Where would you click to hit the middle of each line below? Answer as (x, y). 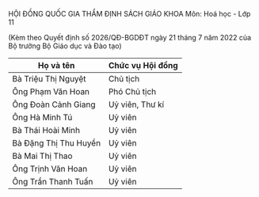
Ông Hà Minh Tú (42, 117)
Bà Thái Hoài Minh (46, 130)
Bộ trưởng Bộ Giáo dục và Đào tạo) (65, 46)
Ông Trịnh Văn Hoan (50, 169)
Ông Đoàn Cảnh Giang (54, 104)
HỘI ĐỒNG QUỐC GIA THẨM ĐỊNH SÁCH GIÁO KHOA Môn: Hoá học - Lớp (129, 14)
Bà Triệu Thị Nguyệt (49, 79)
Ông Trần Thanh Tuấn (53, 182)
